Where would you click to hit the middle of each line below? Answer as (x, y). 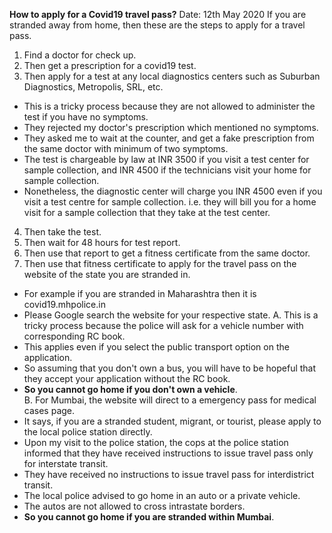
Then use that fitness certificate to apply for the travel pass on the (160, 263)
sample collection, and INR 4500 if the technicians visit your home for (167, 170)
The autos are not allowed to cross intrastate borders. (134, 506)
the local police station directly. (88, 432)
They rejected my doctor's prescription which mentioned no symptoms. (171, 127)
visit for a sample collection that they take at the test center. (147, 212)
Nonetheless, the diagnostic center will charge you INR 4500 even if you (173, 191)
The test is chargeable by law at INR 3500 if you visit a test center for (166, 159)
